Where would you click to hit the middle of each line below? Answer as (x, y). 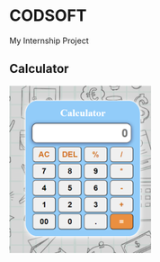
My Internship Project (49, 41)
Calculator (39, 69)
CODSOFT (48, 16)
